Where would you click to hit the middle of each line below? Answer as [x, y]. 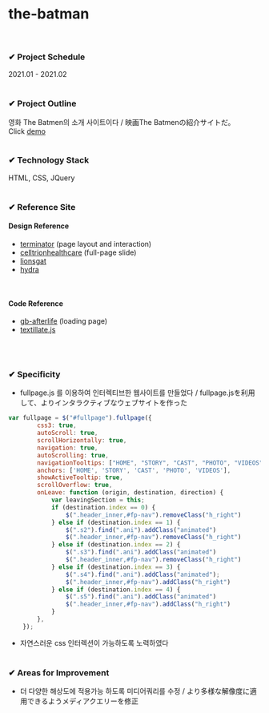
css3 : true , [57, 425]
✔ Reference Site [42, 207]
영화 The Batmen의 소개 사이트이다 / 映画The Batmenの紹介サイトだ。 [122, 122]
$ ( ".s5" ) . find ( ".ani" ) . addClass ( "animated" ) [141, 597]
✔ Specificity [34, 375]
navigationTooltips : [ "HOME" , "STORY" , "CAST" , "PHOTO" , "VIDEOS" [150, 463]
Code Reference [36, 303]
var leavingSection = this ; [98, 500]
